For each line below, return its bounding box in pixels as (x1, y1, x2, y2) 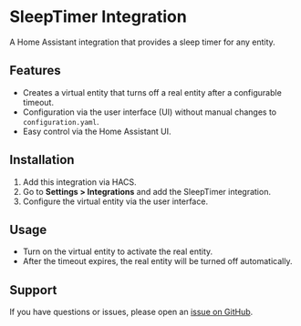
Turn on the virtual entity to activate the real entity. (22, 246, 213, 257)
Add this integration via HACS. (22, 176, 137, 188)
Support (9, 282, 57, 298)
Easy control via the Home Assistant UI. (22, 126, 171, 137)
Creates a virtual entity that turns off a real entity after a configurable (22, 87, 283, 97)
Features (9, 63, 61, 78)
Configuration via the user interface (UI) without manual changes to (22, 107, 276, 117)
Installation (9, 152, 75, 168)
